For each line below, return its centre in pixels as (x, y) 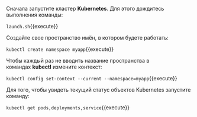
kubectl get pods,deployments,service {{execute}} (68, 108)
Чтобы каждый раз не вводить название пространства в (78, 61)
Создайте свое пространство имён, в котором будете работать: (87, 38)
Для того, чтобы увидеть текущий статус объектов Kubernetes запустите (98, 90)
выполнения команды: (35, 15)
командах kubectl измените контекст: (54, 67)
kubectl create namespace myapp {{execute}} (60, 49)
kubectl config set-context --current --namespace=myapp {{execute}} (92, 78)
